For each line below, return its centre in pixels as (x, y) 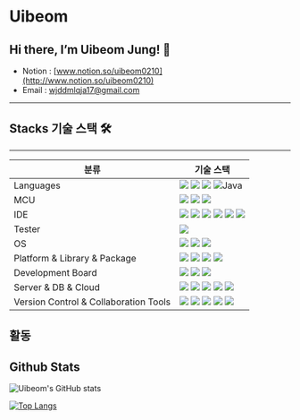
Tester (27, 228)
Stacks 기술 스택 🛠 (60, 129)
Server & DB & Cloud (57, 287)
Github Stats (45, 367)
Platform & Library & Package (75, 258)
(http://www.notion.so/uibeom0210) (88, 81)
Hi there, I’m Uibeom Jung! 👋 (90, 50)
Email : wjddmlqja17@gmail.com (81, 90)
